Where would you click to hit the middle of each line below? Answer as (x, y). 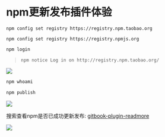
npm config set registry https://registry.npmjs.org (73, 39)
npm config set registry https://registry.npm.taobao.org (79, 28)
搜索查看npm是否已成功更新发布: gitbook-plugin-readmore (78, 116)
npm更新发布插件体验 (59, 12)
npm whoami (20, 82)
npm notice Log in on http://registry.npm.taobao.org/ (90, 60)
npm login (18, 49)
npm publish (21, 92)
